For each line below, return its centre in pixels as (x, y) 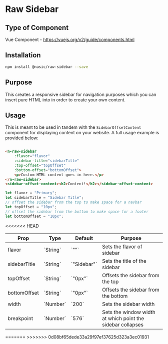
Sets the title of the (124, 261)
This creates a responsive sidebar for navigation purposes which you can (81, 94)
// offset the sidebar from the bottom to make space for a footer (77, 211)
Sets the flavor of (122, 247)
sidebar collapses (123, 325)
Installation (23, 55)
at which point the (123, 318)
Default (84, 238)
